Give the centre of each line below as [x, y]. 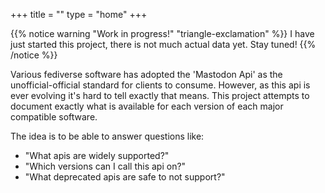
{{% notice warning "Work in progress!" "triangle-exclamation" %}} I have [162, 33]
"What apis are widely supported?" [97, 155]
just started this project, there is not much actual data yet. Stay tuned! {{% [163, 44]
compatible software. [54, 117]
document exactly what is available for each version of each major [147, 106]
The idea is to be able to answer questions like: [107, 136]
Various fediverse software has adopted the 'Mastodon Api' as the [146, 74]
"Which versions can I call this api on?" [105, 166]
